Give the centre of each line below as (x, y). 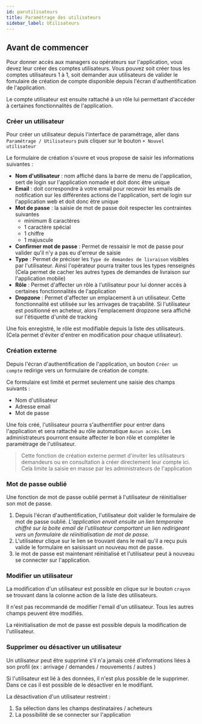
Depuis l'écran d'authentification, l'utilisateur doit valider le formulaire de (105, 515)
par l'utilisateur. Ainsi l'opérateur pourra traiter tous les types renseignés (105, 265)
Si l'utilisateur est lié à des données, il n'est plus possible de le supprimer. (98, 678)
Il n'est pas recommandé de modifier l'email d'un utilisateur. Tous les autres (100, 607)
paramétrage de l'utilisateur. (41, 443)
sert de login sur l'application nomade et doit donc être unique (92, 182)
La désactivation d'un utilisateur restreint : (58, 696)
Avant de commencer (47, 47)
